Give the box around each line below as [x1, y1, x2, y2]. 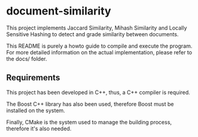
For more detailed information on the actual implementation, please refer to [6, 48, 193, 56]
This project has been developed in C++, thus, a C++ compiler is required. [6, 89, 191, 96]
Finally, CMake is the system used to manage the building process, [6, 118, 172, 126]
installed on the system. [6, 107, 66, 114]
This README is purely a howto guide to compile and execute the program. [6, 42, 193, 49]
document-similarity [6, 4, 111, 18]
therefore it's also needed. [6, 125, 72, 132]
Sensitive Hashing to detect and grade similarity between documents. [6, 30, 179, 37]
